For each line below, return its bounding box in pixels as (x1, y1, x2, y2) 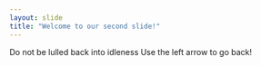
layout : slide (9, 13, 64, 23)
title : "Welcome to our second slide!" (9, 22, 161, 31)
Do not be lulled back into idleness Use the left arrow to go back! (9, 46, 253, 57)
